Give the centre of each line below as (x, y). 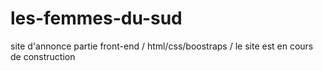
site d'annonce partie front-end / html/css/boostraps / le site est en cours (162, 46)
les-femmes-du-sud (96, 18)
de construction (43, 56)
